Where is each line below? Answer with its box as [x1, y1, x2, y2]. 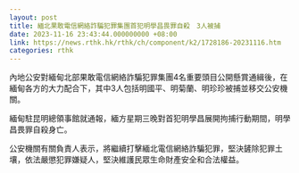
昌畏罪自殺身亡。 [9, 124, 72, 135]
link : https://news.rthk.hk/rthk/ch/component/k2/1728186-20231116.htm [9, 37, 281, 47]
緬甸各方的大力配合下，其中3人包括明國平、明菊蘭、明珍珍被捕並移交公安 [9, 83, 280, 94]
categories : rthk [9, 46, 74, 55]
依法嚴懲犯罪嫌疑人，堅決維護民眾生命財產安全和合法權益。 [24, 154, 244, 165]
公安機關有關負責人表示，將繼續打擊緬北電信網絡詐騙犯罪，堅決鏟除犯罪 [9, 144, 275, 154]
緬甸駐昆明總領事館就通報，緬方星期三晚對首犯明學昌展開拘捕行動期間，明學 [9, 113, 291, 124]
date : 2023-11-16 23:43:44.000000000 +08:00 [9, 29, 178, 38]
